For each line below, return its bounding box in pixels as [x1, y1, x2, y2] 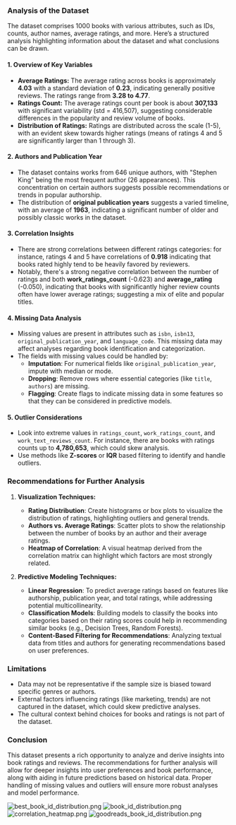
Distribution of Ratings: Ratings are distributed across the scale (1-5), [17, 121, 221, 129]
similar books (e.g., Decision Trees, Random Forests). [27, 624, 183, 632]
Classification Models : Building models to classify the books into [27, 608, 218, 617]
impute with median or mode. [27, 367, 113, 376]
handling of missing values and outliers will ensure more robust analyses [7, 781, 218, 790]
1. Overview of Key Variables [7, 60, 93, 69]
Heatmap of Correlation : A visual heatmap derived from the [27, 543, 202, 552]
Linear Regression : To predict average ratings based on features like [27, 586, 229, 595]
